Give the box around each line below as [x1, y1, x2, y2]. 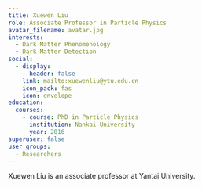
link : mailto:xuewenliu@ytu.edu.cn [22, 77, 139, 85]
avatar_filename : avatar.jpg [8, 26, 104, 34]
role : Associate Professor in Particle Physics [8, 19, 167, 27]
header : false [28, 70, 76, 78]
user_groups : [8, 143, 51, 150]
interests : [8, 33, 44, 42]
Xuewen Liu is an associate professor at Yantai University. [8, 172, 196, 181]
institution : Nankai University [28, 121, 135, 128]
